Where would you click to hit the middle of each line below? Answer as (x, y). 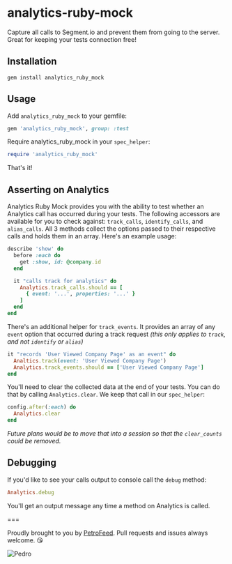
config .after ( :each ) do (42, 407)
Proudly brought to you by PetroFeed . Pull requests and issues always (108, 533)
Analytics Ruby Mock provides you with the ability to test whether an (106, 206)
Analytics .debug (31, 492)
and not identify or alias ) (45, 341)
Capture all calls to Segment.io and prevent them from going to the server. (114, 32)
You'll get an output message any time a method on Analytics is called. (109, 505)
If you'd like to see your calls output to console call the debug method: (107, 480)
